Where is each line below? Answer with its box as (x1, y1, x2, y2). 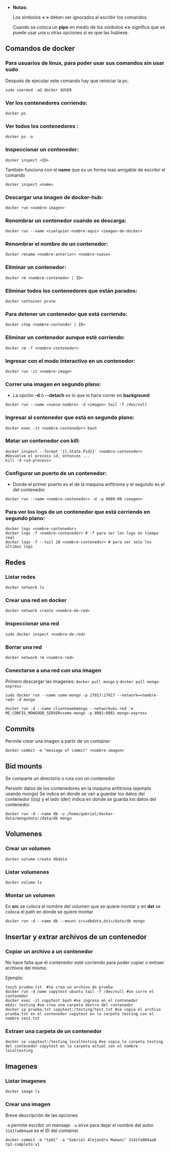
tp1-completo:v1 (5, 1142, 40, 1147)
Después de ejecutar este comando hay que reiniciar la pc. (5, 78, 129, 84)
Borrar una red (5, 643, 42, 650)
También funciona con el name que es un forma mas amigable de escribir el (5, 166, 165, 173)
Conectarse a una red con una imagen (5, 667, 102, 674)
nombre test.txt (5, 1016, 40, 1021)
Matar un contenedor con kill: (5, 437, 80, 445)
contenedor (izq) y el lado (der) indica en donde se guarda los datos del (5, 796, 157, 802)
